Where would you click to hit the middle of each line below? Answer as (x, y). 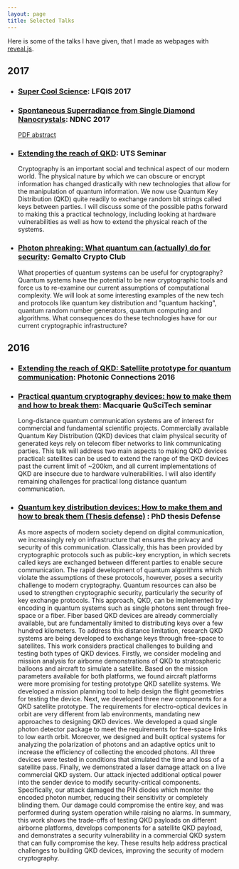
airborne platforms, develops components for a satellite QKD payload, (120, 828)
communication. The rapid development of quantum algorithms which (120, 570)
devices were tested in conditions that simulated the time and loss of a (121, 759)
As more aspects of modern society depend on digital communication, (121, 532)
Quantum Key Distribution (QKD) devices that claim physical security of (122, 436)
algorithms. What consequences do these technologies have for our (117, 317)
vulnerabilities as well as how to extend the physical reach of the (112, 222)
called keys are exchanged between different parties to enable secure (120, 562)
